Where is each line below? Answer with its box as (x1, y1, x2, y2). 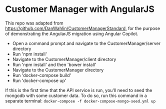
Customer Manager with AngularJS (5, 3, 155, 15)
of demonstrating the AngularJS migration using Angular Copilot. (5, 30, 138, 36)
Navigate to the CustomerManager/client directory (12, 56, 116, 62)
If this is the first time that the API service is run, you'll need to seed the (5, 87, 152, 93)
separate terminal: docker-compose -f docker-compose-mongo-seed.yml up (5, 97, 156, 103)
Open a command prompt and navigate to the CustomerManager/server (12, 40, 161, 46)
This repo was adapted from (5, 20, 63, 26)
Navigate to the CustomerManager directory (12, 66, 104, 73)
